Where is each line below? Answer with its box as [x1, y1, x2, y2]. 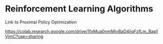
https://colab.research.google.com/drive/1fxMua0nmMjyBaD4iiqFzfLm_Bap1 [5, 28, 158, 34]
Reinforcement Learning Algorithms [5, 3, 153, 14]
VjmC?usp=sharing [5, 33, 44, 39]
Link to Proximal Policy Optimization [5, 19, 77, 25]
